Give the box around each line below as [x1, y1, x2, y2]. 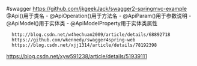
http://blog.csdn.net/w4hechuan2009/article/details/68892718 [11, 32, 171, 38]
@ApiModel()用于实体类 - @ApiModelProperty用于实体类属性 [6, 20, 158, 26]
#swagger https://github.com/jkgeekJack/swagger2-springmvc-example [6, 5, 187, 12]
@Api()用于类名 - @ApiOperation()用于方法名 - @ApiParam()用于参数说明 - [6, 12, 192, 19]
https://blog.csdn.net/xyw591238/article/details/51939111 [6, 53, 147, 59]
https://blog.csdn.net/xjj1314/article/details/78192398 [11, 42, 157, 48]
